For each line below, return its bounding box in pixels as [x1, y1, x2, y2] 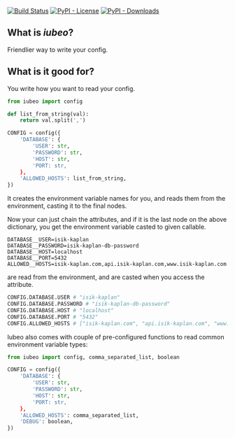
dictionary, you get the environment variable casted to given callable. [7, 222, 206, 231]
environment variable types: [7, 340, 88, 348]
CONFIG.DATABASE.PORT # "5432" [7, 313, 99, 320]
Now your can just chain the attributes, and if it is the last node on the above [7, 216, 227, 224]
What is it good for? [7, 66, 94, 78]
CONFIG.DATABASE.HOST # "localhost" [7, 306, 114, 314]
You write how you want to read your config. [7, 84, 135, 92]
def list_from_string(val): [7, 111, 90, 118]
